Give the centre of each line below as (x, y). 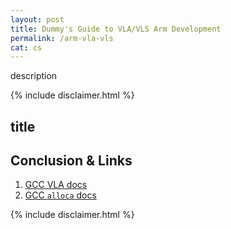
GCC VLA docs (56, 185)
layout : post (37, 19)
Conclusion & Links (71, 161)
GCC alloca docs (60, 195)
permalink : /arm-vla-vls (62, 38)
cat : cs (26, 47)
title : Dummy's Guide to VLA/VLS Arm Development (116, 29)
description (34, 76)
